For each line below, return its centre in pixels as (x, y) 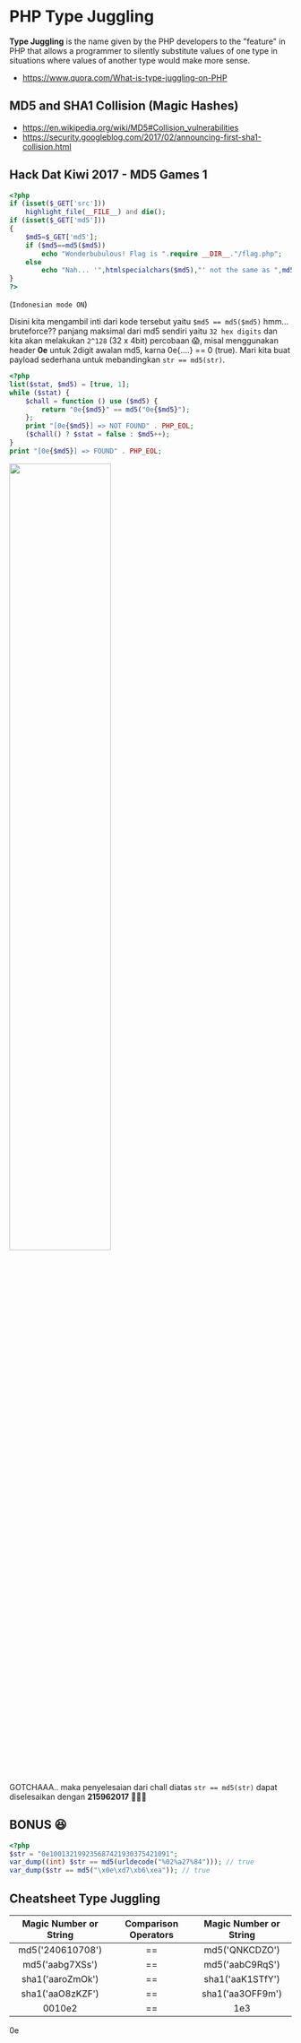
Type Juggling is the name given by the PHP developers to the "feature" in (147, 41)
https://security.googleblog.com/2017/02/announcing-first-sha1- (142, 137)
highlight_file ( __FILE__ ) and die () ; (96, 212)
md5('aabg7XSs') (60, 1964)
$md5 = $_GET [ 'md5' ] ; (62, 237)
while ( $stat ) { (39, 393)
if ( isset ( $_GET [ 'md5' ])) (57, 221)
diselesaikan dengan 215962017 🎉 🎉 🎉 (78, 1796)
